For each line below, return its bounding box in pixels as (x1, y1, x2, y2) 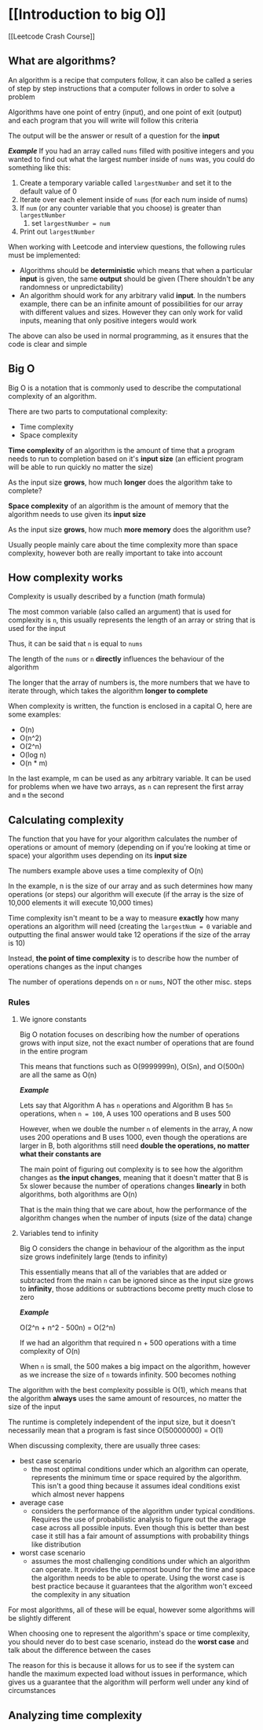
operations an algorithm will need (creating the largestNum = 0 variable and (8, 922, 253, 931)
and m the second (8, 791, 64, 800)
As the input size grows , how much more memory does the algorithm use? (8, 525, 251, 534)
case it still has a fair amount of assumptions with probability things (31, 1532, 250, 1541)
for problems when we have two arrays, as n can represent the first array (8, 782, 244, 791)
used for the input (8, 624, 66, 633)
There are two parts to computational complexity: (8, 407, 168, 416)
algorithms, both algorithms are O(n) (19, 1190, 137, 1199)
